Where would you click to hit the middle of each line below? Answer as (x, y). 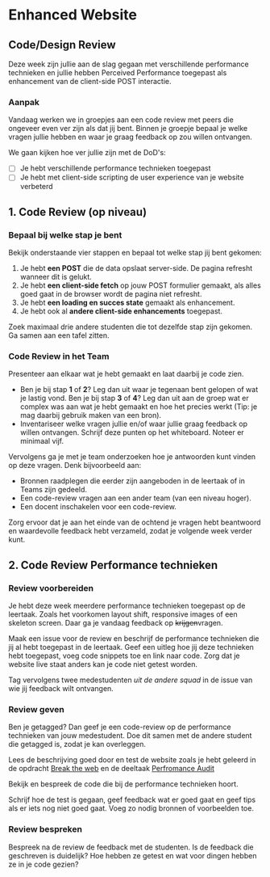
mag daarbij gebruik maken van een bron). (91, 415)
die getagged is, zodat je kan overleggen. (77, 744)
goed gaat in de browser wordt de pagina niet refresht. (111, 294)
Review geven (36, 710)
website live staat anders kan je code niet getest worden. (103, 664)
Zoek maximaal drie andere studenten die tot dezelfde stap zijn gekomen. (130, 327)
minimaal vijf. (42, 441)
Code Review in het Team (59, 356)
